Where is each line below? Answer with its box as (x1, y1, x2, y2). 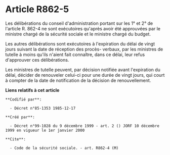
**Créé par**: (5, 115, 35, 120)
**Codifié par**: (5, 97, 42, 102)
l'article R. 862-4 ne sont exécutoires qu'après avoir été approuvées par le (5, 25, 161, 31)
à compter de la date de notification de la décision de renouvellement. (5, 77, 151, 83)
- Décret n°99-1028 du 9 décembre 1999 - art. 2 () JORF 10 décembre (10, 123, 159, 128)
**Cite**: (5, 136, 26, 142)
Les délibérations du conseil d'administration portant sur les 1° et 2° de (5, 20, 153, 26)
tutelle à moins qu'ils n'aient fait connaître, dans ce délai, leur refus (5, 51, 145, 58)
